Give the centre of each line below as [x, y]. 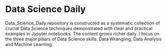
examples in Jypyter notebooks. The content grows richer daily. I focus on [82, 33]
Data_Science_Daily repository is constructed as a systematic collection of [83, 23]
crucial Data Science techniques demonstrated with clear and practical [79, 28]
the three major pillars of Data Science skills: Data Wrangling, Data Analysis [83, 39]
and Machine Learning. [29, 44]
